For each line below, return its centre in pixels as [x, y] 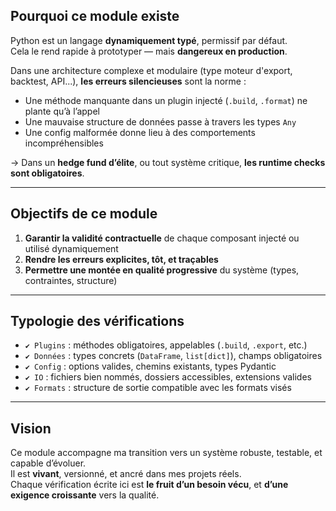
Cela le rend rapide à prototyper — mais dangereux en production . [149, 51]
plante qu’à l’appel [62, 111]
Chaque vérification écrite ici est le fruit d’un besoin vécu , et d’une [149, 485]
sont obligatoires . [47, 173]
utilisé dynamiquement [71, 248]
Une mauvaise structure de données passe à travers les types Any [160, 121]
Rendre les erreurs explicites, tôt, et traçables [121, 259]
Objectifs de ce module [84, 214]
